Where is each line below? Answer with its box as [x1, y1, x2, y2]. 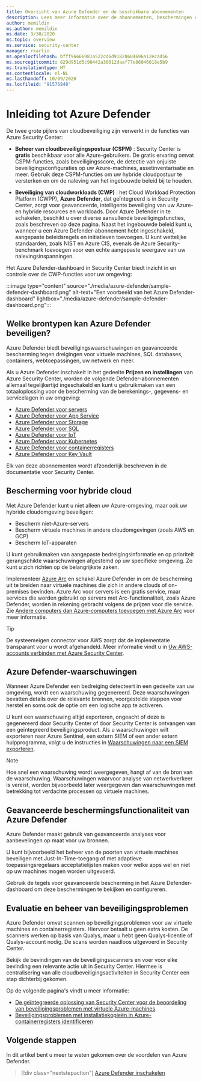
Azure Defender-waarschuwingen [6, 666, 137, 676]
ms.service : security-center [6, 43, 79, 49]
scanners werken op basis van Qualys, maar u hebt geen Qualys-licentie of [6, 932, 193, 939]
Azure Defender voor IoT [14, 431, 76, 439]
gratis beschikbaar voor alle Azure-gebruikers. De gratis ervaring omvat [14, 151, 194, 159]
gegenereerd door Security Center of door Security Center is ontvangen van [6, 720, 196, 727]
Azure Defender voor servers [14, 406, 88, 413]
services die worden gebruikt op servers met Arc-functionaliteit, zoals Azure [6, 594, 196, 601]
